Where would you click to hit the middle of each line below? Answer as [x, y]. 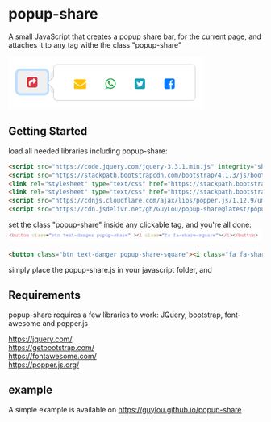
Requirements [44, 295]
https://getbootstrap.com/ [52, 347]
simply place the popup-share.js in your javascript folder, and [110, 269]
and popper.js [65, 323]
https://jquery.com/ [40, 339]
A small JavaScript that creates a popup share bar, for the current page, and [135, 36]
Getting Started [48, 131]
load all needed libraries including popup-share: [88, 151]
